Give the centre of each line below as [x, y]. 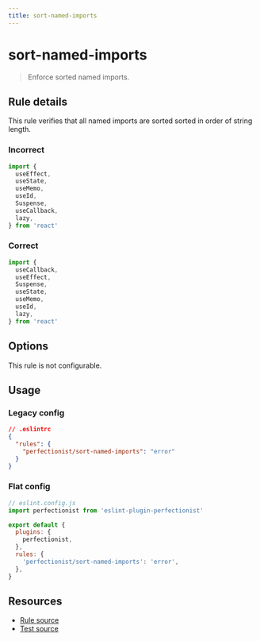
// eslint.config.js [42, 503]
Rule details [38, 101]
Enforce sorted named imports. [78, 77]
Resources [35, 601]
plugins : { [33, 532]
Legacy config [36, 412]
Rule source [39, 620]
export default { [37, 525]
